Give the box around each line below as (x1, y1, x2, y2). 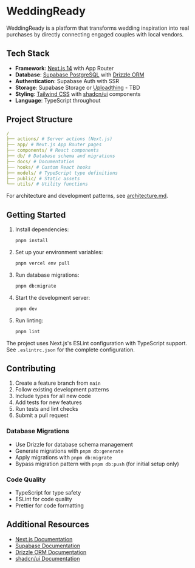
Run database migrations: (15, 271, 80, 279)
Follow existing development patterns (15, 386, 109, 393)
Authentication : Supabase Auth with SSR (15, 77, 120, 84)
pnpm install (15, 238, 49, 244)
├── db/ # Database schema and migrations (6, 153, 115, 159)
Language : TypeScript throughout (15, 96, 101, 104)
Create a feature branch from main (15, 379, 101, 387)
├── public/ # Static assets (6, 175, 80, 181)
